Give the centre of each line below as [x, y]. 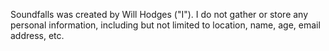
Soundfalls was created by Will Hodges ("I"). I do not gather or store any [159, 14]
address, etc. [37, 35]
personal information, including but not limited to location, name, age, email [165, 25]
